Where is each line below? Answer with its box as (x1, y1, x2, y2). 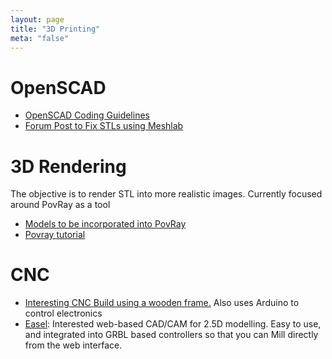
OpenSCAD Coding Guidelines (24, 109, 150, 121)
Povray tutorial (24, 229, 86, 241)
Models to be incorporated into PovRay (24, 218, 187, 230)
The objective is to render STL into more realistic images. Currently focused (10, 188, 323, 200)
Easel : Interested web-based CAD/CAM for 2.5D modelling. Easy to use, (24, 318, 322, 330)
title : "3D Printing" (10, 24, 101, 34)
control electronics (24, 307, 103, 320)
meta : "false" (10, 33, 70, 43)
